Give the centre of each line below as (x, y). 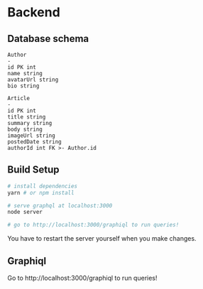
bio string (23, 86)
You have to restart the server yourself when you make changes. (102, 239)
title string (27, 117)
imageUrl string (31, 136)
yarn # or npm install (41, 192)
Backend (34, 12)
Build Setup (33, 170)
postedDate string (34, 142)
